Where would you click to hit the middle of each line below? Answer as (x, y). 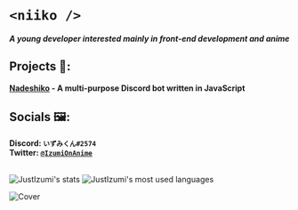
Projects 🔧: (40, 66)
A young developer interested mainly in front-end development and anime (149, 38)
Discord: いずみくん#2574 (52, 143)
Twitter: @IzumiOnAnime (51, 152)
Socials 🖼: (40, 117)
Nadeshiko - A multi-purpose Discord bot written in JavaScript (127, 88)
